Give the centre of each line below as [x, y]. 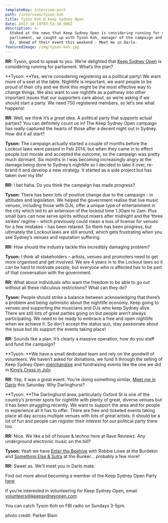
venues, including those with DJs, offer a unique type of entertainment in [80, 205]
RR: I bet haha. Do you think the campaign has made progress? [70, 185]
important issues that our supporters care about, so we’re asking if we [77, 97]
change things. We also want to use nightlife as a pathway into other [75, 92]
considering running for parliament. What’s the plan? [59, 66]
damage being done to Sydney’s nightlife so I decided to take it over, [75, 164]
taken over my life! [24, 175]
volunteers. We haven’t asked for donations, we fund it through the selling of [84, 359]
